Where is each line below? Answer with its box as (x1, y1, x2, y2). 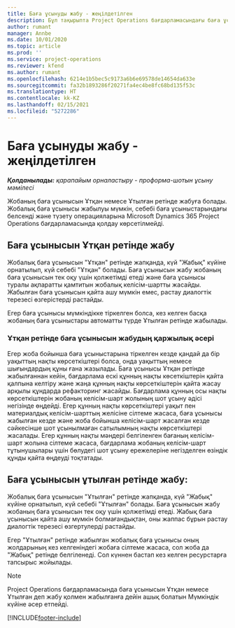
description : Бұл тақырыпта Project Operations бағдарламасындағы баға (7, 17, 220, 24)
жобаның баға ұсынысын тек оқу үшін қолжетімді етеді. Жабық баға (7, 507, 213, 515)
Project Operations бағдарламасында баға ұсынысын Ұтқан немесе (7, 585, 209, 593)
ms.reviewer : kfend (7, 62, 64, 69)
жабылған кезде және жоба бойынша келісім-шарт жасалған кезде (7, 416, 210, 424)
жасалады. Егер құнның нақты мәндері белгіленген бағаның (7, 431, 189, 439)
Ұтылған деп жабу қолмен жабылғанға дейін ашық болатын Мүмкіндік (7, 592, 219, 601)
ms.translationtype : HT (7, 88, 77, 95)
